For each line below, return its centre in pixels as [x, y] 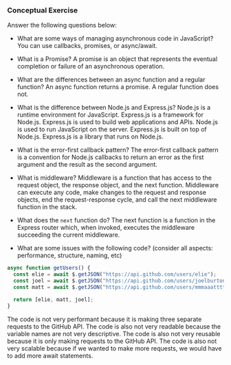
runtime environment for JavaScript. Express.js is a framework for [110, 115]
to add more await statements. [50, 355]
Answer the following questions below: [62, 25]
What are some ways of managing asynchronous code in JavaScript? [115, 38]
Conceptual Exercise [43, 10]
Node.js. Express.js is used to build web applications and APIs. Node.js [118, 122]
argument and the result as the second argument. [87, 165]
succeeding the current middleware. [68, 235]
